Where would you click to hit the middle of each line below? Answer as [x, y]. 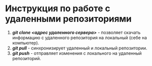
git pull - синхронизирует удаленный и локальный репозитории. [80, 48]
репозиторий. [27, 58]
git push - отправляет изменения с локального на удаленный [77, 53]
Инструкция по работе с [58, 9]
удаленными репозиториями [68, 19]
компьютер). [26, 43]
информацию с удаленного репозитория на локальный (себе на [79, 38]
